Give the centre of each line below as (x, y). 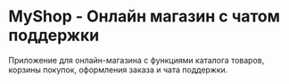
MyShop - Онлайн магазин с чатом (144, 17)
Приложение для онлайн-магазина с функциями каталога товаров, (136, 60)
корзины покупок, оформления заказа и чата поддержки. (118, 70)
